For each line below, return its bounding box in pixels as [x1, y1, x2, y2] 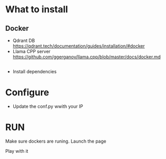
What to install [5, 4, 68, 15]
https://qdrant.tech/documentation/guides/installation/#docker [12, 43, 145, 49]
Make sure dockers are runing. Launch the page [5, 138, 106, 144]
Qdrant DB [12, 37, 35, 43]
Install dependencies [12, 69, 57, 75]
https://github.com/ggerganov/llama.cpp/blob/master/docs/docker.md [12, 54, 161, 60]
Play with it [5, 148, 29, 154]
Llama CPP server [12, 49, 51, 54]
